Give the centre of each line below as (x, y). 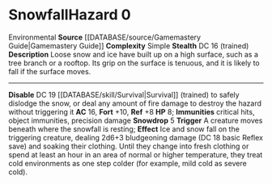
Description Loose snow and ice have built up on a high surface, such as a (134, 54)
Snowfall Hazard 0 (70, 15)
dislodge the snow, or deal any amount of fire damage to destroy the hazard (135, 103)
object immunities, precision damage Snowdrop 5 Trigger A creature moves (136, 120)
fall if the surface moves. (50, 71)
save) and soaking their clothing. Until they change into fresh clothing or (129, 146)
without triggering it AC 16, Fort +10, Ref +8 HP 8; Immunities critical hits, (132, 111)
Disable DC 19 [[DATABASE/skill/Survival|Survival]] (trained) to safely (124, 94)
